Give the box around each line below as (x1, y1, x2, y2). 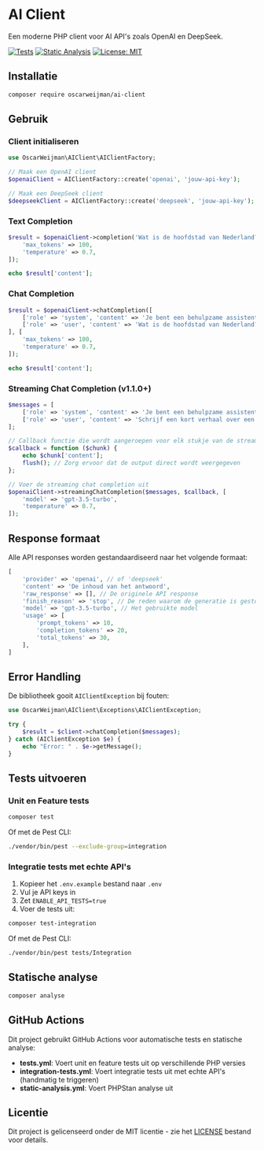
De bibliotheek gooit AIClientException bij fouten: (8, 691, 170, 700)
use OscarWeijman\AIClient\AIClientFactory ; (8, 154, 156, 162)
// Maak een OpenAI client (8, 168, 97, 176)
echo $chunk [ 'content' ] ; (22, 451, 104, 460)
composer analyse (8, 991, 65, 1000)
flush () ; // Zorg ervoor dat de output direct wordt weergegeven (22, 459, 241, 467)
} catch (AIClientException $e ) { (8, 735, 122, 743)
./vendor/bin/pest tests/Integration (8, 949, 132, 957)
